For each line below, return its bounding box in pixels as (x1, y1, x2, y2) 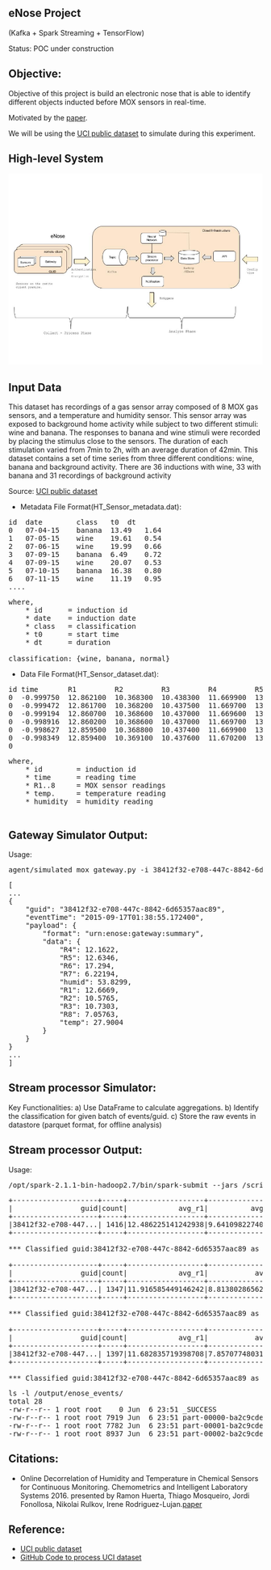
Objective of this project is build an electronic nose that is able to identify (8, 88, 252, 98)
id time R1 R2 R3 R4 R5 (8, 685, 264, 694)
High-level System (8, 152, 104, 166)
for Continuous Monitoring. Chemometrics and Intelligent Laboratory (19, 1482, 248, 1492)
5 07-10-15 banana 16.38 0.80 (8, 566, 162, 576)
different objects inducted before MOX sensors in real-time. (8, 97, 207, 107)
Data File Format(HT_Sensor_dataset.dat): (19, 669, 159, 679)
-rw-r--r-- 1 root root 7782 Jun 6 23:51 (8, 1420, 179, 1430)
